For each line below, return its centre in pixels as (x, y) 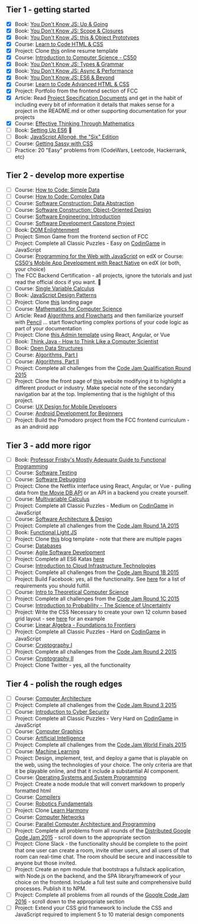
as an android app (37, 427)
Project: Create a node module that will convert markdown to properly (100, 784)
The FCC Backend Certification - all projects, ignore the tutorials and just (103, 276)
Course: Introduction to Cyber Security (62, 712)
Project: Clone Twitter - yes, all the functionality (73, 665)
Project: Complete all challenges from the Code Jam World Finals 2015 (100, 744)
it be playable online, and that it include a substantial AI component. (97, 771)
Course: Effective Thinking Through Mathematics (74, 123)
